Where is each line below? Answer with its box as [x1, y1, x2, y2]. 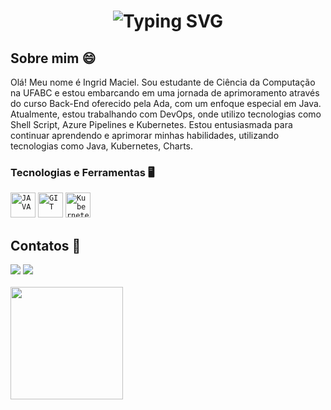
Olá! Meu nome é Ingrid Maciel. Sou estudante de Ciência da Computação [10, 76, 316, 88]
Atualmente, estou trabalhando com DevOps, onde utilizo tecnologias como [10, 108, 322, 120]
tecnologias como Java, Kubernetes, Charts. [10, 140, 194, 152]
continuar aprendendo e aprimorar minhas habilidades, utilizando [10, 130, 280, 141]
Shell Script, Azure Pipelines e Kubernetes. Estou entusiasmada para [10, 119, 293, 130]
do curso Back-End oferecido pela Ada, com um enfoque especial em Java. [10, 98, 322, 109]
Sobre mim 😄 [10, 50, 97, 67]
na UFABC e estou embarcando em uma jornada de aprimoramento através [10, 87, 320, 99]
